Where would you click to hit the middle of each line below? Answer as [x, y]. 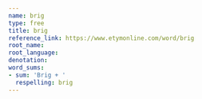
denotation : [28, 61]
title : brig [28, 30]
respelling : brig [44, 82]
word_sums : [26, 68]
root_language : [34, 53]
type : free [26, 23]
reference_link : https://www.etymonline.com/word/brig [101, 38]
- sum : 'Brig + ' [37, 75]
